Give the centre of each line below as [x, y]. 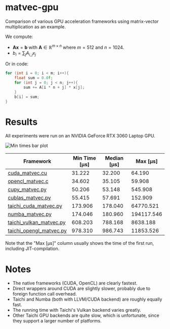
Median [114, 158]
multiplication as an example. [36, 26]
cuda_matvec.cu [27, 173]
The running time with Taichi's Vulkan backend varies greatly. [77, 310]
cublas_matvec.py [30, 198]
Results [22, 122]
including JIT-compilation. [32, 249]
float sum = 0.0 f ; [34, 78]
